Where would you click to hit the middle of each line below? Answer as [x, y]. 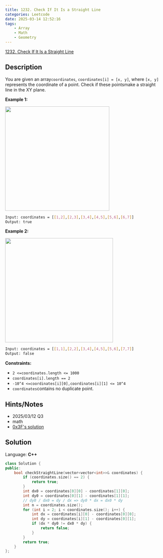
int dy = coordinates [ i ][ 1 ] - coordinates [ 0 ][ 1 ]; [84, 519]
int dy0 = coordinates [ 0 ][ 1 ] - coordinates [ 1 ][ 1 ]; [76, 496]
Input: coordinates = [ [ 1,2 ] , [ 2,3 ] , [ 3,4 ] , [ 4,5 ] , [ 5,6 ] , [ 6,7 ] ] [70, 217]
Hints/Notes [24, 404]
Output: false [20, 354]
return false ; [55, 528]
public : [13, 468]
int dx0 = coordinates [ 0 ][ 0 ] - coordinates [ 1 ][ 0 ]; [76, 491]
